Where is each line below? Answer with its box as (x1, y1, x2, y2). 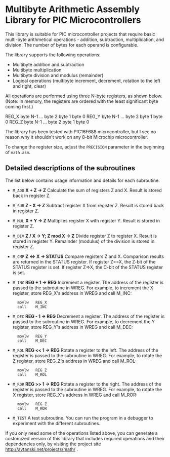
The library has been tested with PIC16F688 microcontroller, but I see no (5, 128, 156, 135)
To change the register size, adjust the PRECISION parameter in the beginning (5, 143, 164, 150)
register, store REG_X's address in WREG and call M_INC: (12, 290, 132, 296)
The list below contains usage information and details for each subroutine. (5, 177, 160, 183)
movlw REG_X (17, 300, 47, 305)
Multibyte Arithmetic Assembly (5, 4, 140, 15)
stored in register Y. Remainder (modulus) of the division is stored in (12, 238, 155, 244)
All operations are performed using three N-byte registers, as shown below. (5, 93, 163, 99)
